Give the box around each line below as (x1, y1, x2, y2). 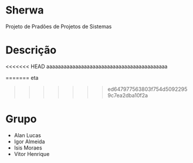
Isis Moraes (13, 144, 42, 151)
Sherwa (5, 4, 45, 17)
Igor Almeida (13, 138, 45, 145)
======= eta (5, 74, 39, 81)
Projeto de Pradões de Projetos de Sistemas (5, 23, 112, 30)
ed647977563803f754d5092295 (107, 86, 188, 93)
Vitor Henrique (13, 150, 50, 157)
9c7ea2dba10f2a (107, 91, 148, 99)
